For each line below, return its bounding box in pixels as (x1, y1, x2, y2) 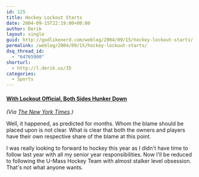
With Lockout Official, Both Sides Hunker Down (6, 95, 128, 102)
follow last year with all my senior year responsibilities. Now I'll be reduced (6, 151, 192, 158)
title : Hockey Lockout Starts (6, 14, 83, 21)
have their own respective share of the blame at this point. (6, 133, 151, 140)
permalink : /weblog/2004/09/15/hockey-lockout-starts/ (6, 43, 148, 49)
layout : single (6, 31, 45, 37)
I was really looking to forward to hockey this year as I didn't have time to (6, 144, 189, 152)
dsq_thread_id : (6, 48, 45, 54)
